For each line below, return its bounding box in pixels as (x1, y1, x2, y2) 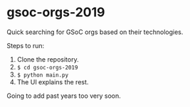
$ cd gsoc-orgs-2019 (16, 64, 78, 71)
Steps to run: (6, 41, 45, 50)
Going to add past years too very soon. (6, 91, 122, 100)
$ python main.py (16, 72, 69, 79)
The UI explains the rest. (16, 77, 89, 86)
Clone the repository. (16, 55, 79, 64)
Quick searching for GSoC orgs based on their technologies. (6, 28, 184, 36)
